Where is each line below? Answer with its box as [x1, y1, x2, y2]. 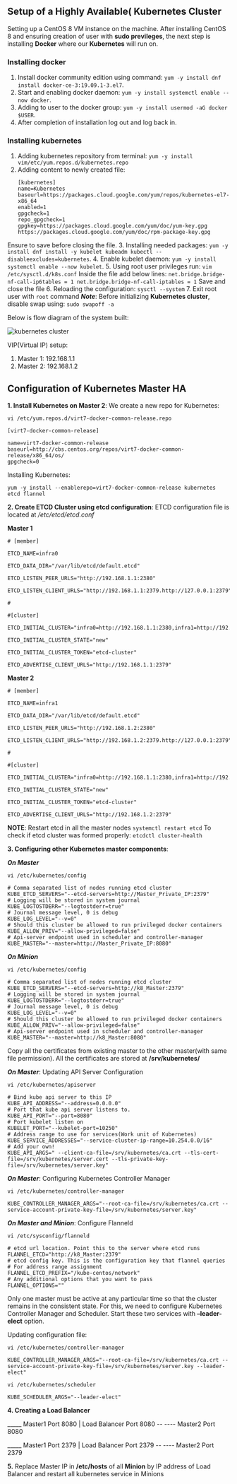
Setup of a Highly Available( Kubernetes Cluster [7, 6, 222, 18]
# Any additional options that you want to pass [7, 1276, 153, 1283]
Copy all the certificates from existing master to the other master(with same [7, 1047, 227, 1055]
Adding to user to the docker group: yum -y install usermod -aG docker [17, 103, 228, 112]
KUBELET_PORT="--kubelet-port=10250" [7, 1125, 119, 1132]
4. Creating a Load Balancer [7, 1406, 90, 1415]
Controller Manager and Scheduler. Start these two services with [7, 1309, 196, 1318]
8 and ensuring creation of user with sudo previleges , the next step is [7, 32, 211, 40]
